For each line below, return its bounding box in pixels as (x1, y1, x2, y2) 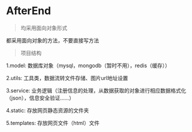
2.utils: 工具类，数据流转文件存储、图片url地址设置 (6, 74, 128, 81)
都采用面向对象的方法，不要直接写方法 (6, 37, 99, 44)
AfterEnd (6, 4, 51, 18)
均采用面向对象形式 (20, 24, 68, 31)
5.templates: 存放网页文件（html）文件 (6, 119, 100, 126)
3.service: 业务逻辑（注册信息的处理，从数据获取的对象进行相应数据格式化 (6, 87, 187, 94)
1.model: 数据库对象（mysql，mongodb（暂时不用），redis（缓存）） (6, 62, 171, 69)
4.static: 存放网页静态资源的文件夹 (6, 107, 90, 114)
